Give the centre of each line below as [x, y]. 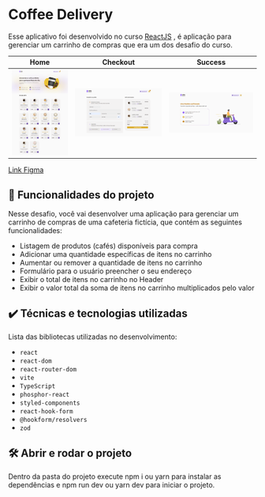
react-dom [36, 361]
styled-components [50, 403]
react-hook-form [46, 411]
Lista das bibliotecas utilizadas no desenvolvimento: [93, 337]
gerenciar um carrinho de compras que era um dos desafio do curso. [120, 44]
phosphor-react [45, 394]
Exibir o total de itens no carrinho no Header [91, 280]
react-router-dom [48, 369]
